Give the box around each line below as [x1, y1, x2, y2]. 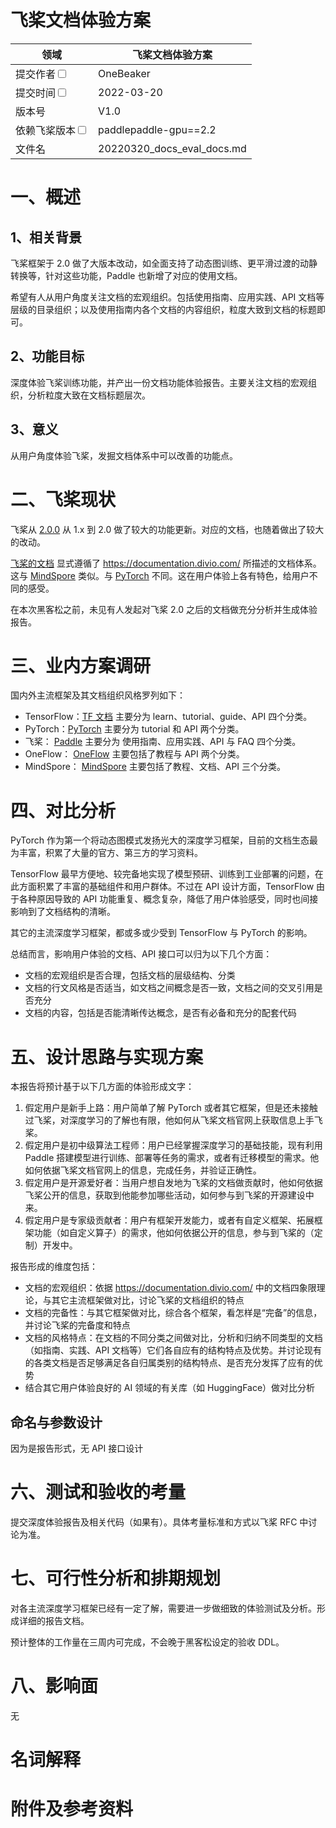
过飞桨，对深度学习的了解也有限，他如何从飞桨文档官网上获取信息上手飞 [24, 1114, 323, 1126]
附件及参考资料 [10, 1798, 134, 1821]
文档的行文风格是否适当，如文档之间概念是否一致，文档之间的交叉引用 [24, 982, 315, 994]
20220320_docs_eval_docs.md [98, 141, 247, 155]
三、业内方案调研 [10, 654, 152, 677]
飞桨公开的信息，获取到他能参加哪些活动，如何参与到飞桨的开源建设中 [24, 1189, 315, 1201]
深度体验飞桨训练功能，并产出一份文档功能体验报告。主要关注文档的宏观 [10, 376, 308, 388]
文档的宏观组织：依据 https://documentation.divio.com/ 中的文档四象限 [24, 1282, 317, 1294]
